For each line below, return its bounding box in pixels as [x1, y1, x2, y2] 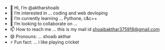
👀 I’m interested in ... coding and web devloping [9, 10, 108, 16]
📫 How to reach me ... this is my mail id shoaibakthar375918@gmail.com [9, 26, 160, 32]
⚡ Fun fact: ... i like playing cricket [9, 39, 79, 45]
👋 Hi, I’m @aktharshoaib [9, 5, 60, 10]
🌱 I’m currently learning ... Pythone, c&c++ [9, 15, 98, 21]
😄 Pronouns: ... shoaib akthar [9, 33, 71, 39]
